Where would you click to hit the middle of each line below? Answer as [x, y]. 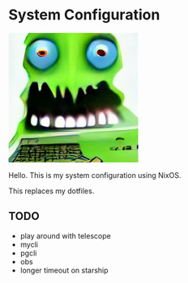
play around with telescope [65, 235]
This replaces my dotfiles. [51, 191]
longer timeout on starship [64, 270]
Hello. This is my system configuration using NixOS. [95, 175]
